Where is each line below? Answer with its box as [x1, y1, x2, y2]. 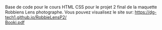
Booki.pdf [5, 19, 25, 25]
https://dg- [134, 9, 157, 15]
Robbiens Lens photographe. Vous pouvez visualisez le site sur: [5, 9, 134, 15]
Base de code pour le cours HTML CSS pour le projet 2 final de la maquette [5, 4, 158, 10]
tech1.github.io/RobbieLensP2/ [5, 15, 67, 20]
